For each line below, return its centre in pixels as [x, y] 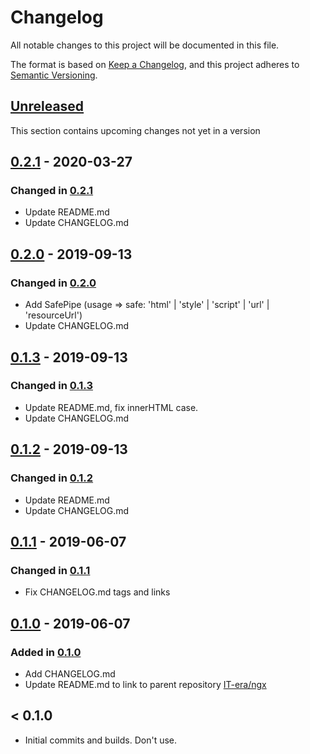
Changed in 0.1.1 [50, 570]
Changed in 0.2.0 [53, 283]
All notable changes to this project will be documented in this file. [145, 45]
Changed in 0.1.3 [51, 386]
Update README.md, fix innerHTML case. [111, 407]
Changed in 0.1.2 [52, 478]
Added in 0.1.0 [46, 652]
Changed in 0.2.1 [52, 191]
